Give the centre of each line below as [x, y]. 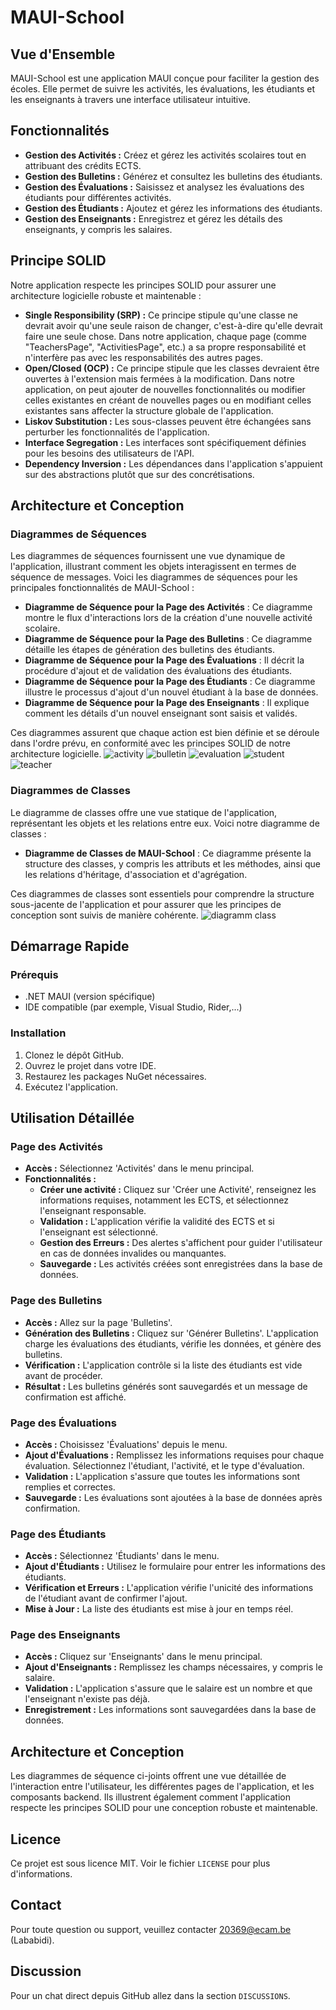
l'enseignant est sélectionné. [99, 1232]
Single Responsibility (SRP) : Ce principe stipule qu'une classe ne [161, 315]
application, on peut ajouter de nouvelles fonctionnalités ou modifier [165, 389]
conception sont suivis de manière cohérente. [104, 915]
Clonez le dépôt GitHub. [74, 1055]
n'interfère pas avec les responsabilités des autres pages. [144, 357]
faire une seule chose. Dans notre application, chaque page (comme [166, 336]
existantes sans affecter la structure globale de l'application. [149, 410]
